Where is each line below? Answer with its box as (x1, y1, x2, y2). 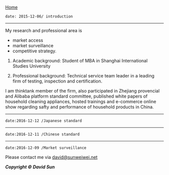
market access (12, 37, 44, 43)
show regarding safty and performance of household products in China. (5, 104, 154, 110)
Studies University (12, 63, 51, 69)
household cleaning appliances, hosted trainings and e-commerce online (5, 99, 156, 105)
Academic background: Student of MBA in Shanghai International (12, 58, 148, 63)
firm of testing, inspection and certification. (12, 78, 103, 84)
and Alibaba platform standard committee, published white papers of (5, 93, 148, 99)
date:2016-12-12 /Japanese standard (5, 118, 82, 123)
